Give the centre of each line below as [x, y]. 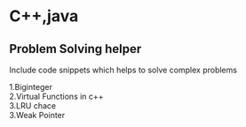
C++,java [44, 16]
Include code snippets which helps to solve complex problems [123, 70]
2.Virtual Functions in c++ [56, 96]
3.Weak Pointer [37, 115]
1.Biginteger [31, 87]
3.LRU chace [32, 106]
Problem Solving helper [75, 49]
